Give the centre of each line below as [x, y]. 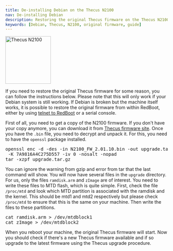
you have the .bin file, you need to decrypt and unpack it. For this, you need [86, 134]
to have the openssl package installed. [46, 139]
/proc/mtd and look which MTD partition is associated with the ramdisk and [85, 191]
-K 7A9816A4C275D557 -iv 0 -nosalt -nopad [62, 154]
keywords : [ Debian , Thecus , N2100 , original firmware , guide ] [73, 24]
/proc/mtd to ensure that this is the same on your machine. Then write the [83, 202]
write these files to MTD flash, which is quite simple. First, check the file [82, 186]
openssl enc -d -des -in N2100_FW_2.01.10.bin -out [72, 149]
